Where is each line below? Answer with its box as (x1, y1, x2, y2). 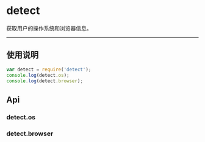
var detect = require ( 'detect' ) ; (6, 66, 92, 73)
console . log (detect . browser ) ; (6, 77, 84, 84)
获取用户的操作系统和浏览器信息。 (6, 24, 92, 32)
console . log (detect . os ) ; (6, 72, 70, 78)
